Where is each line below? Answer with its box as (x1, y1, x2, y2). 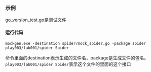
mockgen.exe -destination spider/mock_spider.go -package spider (5, 41, 146, 46)
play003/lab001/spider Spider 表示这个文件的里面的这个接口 (5, 61, 131, 67)
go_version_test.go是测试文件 (5, 17, 67, 23)
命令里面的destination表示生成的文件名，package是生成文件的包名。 (5, 54, 148, 61)
